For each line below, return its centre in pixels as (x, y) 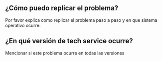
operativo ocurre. (23, 25)
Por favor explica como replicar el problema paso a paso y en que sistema (81, 20)
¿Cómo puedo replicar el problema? (62, 8)
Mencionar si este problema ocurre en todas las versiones (65, 53)
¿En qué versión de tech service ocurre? (69, 41)
